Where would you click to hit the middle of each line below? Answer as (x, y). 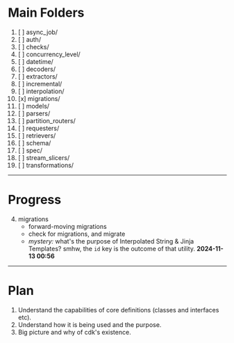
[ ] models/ (34, 106)
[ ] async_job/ (38, 32)
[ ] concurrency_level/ (49, 54)
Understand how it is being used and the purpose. (90, 324)
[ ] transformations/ (46, 165)
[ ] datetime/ (36, 61)
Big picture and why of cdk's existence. (74, 332)
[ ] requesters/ (39, 128)
